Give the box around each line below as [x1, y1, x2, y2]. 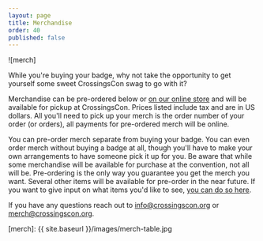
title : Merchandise [8, 19, 73, 27]
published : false [8, 33, 66, 42]
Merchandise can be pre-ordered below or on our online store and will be [8, 94, 247, 104]
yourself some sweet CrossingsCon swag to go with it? [8, 79, 187, 88]
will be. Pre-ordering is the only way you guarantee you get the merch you [8, 168, 250, 178]
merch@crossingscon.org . [8, 209, 95, 218]
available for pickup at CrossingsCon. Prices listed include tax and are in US [8, 103, 255, 112]
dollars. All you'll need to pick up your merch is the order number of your [8, 111, 245, 121]
